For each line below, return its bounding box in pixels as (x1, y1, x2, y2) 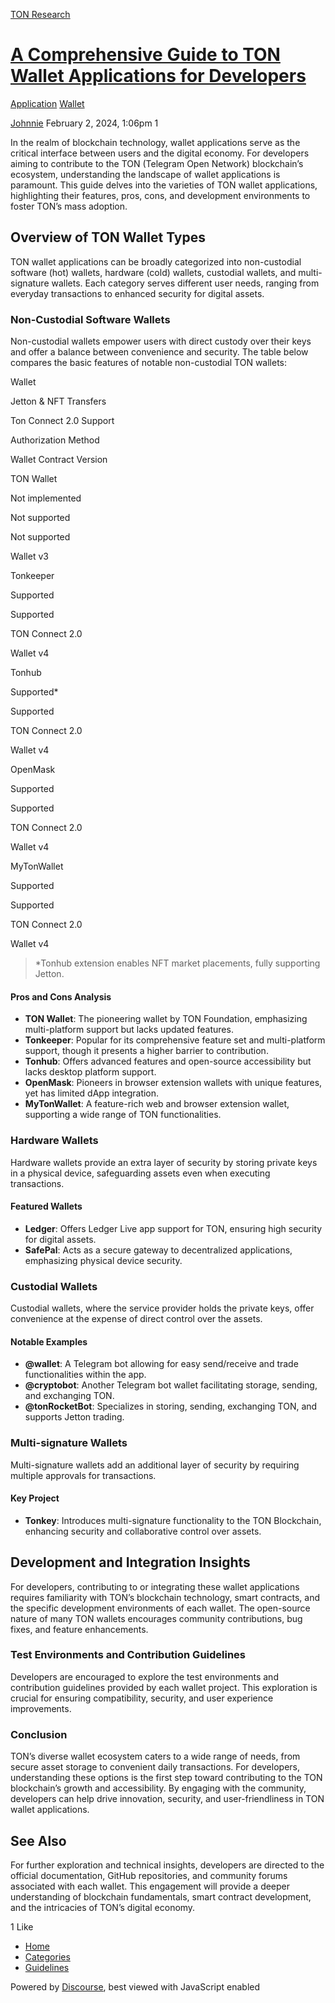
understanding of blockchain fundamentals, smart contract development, (10, 1890, 312, 1903)
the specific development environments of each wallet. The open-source (10, 1602, 311, 1614)
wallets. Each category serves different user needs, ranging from (51, 277, 320, 289)
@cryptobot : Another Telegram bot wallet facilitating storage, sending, (24, 1379, 318, 1391)
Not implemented (10, 492, 82, 504)
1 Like (10, 1920, 34, 1933)
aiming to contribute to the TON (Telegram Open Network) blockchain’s (10, 157, 304, 169)
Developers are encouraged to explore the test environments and (10, 1670, 279, 1683)
